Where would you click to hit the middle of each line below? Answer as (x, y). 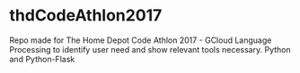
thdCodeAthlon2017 (86, 16)
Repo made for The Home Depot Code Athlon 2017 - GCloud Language (141, 40)
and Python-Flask (42, 59)
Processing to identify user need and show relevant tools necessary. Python (150, 49)
